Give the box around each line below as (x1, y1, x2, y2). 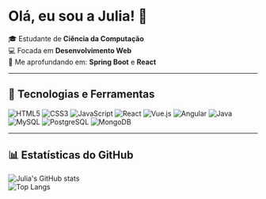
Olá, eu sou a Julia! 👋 (8, 7, 148, 25)
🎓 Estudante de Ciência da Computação (8, 33, 144, 43)
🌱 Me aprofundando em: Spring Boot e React (8, 57, 157, 67)
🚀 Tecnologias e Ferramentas (8, 87, 155, 101)
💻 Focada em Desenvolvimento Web (8, 45, 132, 55)
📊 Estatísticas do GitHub (8, 148, 134, 162)
